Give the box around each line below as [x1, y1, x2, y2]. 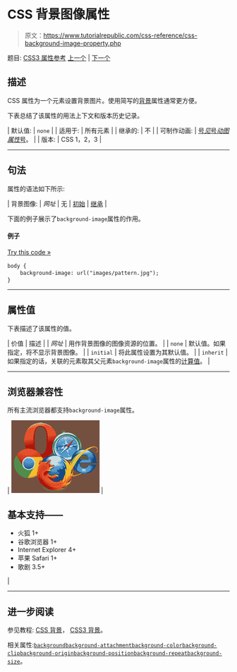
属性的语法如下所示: [7, 184, 66, 193]
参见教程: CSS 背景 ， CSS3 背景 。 [7, 625, 107, 635]
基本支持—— [7, 508, 63, 520]
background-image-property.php [24, 39, 121, 47]
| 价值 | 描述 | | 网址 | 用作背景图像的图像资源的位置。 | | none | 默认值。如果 [7, 339, 226, 348]
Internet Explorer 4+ [17, 546, 77, 554]
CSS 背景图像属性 [7, 6, 111, 23]
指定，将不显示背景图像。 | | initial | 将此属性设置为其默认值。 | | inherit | [7, 348, 228, 356]
